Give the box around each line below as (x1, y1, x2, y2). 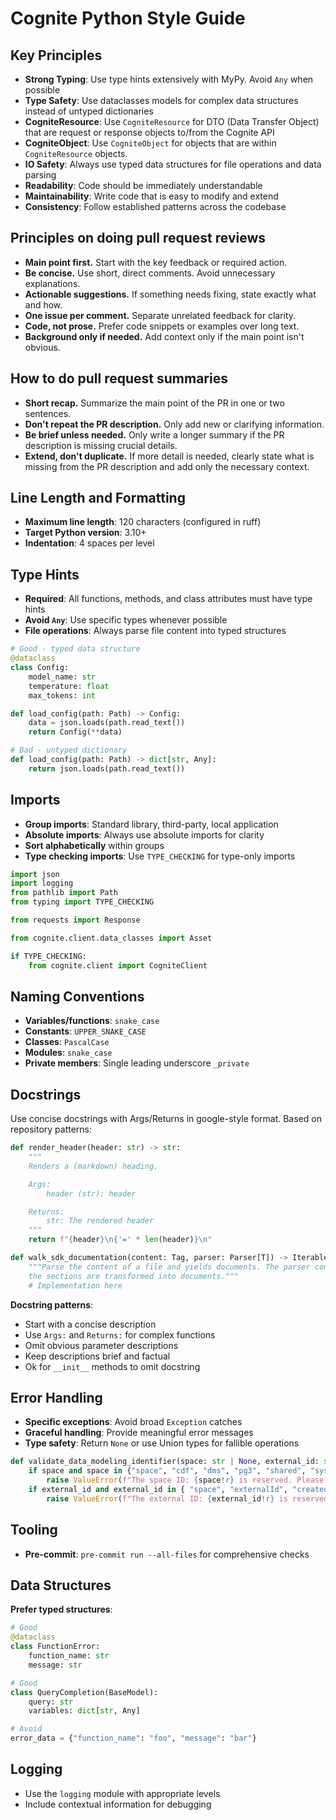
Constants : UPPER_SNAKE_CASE (24, 1025, 147, 1037)
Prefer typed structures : (10, 1603, 113, 1616)
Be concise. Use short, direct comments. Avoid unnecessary (24, 267, 276, 279)
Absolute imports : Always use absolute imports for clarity (24, 828, 265, 841)
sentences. (24, 407, 72, 419)
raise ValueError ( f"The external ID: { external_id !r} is (46, 1493, 288, 1504)
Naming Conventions (10, 988, 145, 1005)
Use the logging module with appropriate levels (24, 1787, 221, 1799)
